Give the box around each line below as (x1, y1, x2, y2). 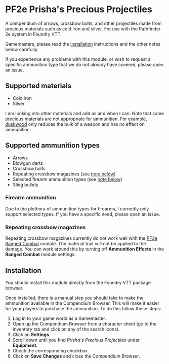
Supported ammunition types (5, 141, 100, 150)
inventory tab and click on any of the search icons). (12, 326, 120, 332)
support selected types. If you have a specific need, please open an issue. (5, 211, 160, 217)
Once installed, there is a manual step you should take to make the (5, 295, 144, 301)
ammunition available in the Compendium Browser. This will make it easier (5, 300, 160, 306)
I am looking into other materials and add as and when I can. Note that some (5, 110, 164, 116)
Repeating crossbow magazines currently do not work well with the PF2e (5, 235, 158, 241)
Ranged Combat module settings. (5, 251, 76, 258)
